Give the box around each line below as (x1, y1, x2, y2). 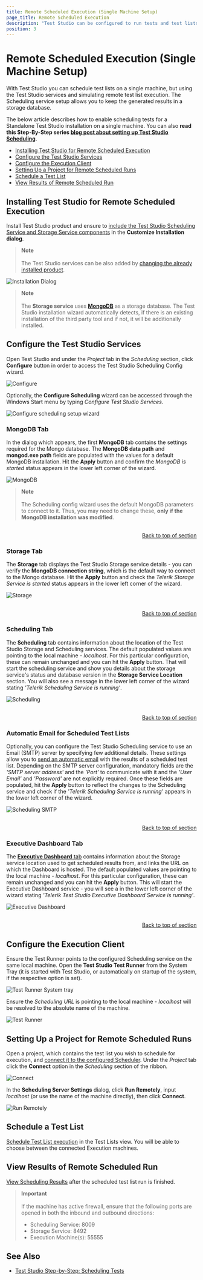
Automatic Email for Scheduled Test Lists (6, 729, 130, 737)
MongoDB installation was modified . (21, 514, 115, 521)
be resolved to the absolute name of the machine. (6, 1004, 130, 1012)
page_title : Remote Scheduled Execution (6, 15, 110, 21)
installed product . (21, 266, 65, 273)
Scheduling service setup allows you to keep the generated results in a (6, 98, 182, 105)
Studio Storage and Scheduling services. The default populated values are (6, 645, 192, 652)
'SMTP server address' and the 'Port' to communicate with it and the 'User (6, 769, 192, 775)
